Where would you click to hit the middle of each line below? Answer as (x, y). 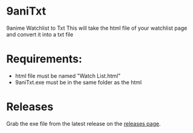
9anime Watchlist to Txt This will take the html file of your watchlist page (97, 28)
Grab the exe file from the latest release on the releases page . (83, 123)
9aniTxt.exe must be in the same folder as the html (78, 82)
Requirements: (44, 59)
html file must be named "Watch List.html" (68, 76)
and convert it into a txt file (40, 34)
